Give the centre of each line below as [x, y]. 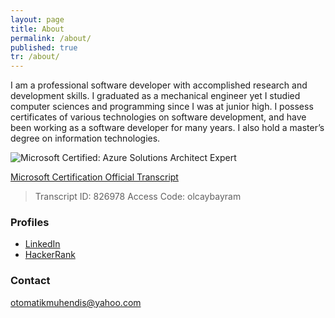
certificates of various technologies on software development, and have [158, 117]
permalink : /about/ [51, 38]
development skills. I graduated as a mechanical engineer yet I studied [155, 96]
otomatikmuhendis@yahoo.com [76, 302]
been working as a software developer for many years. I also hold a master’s [167, 128]
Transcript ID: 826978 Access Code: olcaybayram [138, 197]
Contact [30, 281]
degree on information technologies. [85, 138]
